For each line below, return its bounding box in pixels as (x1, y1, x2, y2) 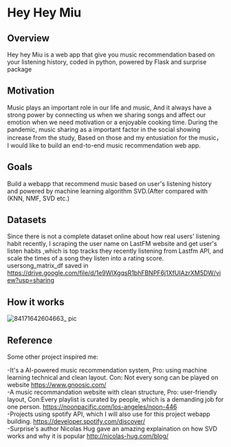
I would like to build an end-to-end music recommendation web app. (7, 141, 201, 149)
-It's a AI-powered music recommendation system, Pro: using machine (7, 366, 208, 375)
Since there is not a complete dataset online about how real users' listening (7, 232, 220, 240)
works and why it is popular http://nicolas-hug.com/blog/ (7, 432, 169, 440)
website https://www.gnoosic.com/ (7, 381, 107, 389)
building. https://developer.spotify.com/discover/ (7, 417, 146, 426)
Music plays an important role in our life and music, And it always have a (7, 103, 212, 112)
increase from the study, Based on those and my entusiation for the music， (7, 133, 223, 142)
